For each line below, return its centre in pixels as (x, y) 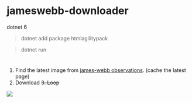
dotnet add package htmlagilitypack (64, 38)
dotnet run (34, 49)
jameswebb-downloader (68, 11)
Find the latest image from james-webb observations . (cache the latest (100, 70)
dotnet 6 (17, 27)
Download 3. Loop (37, 83)
